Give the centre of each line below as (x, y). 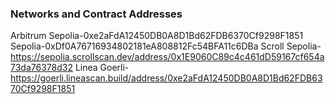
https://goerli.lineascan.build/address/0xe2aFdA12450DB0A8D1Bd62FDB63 (166, 78)
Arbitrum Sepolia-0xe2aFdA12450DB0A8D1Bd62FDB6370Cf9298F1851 (157, 36)
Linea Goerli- (102, 68)
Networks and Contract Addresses (96, 14)
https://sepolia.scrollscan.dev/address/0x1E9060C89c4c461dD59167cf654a (167, 57)
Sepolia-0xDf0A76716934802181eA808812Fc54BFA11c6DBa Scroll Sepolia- (166, 46)
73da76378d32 (41, 68)
